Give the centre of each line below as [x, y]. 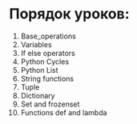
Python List [39, 70]
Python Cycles [45, 62]
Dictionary [38, 95]
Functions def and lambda [64, 112]
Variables [36, 44]
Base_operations [48, 36]
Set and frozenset [50, 104]
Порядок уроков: [70, 14]
